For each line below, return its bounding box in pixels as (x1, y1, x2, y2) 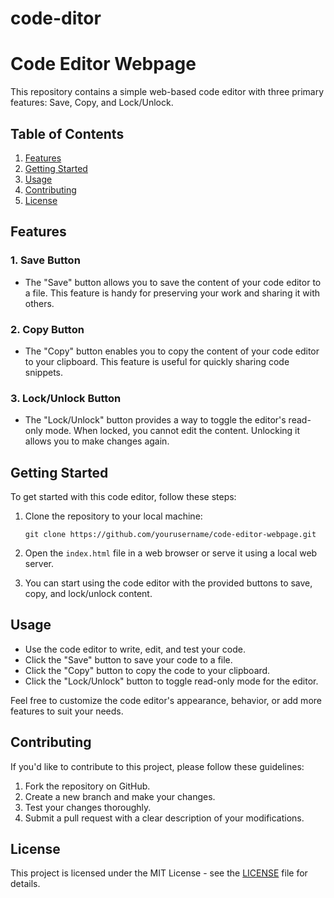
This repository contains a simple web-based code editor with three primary (10, 86, 325, 98)
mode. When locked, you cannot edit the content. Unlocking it (44, 425, 301, 437)
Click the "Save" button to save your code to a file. (24, 653, 233, 666)
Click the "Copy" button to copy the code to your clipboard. (24, 664, 271, 676)
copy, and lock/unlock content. (24, 588, 153, 600)
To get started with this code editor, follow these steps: (10, 491, 237, 503)
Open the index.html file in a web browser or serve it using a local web (24, 547, 318, 559)
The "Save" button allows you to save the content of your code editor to (24, 276, 322, 288)
